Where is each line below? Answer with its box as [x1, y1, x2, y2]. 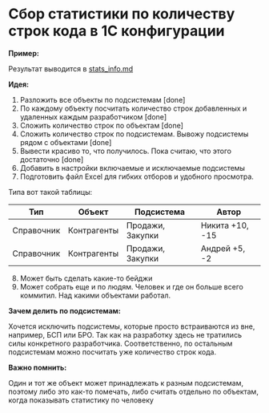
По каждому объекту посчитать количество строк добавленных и [19, 103, 247, 113]
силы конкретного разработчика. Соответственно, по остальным [8, 338, 233, 348]
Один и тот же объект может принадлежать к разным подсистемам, [8, 378, 244, 387]
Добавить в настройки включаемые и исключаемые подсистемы [19, 163, 246, 172]
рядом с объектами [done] [19, 137, 112, 147]
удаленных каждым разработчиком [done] [19, 111, 167, 121]
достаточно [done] [19, 154, 84, 164]
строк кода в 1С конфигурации [8, 22, 226, 40]
